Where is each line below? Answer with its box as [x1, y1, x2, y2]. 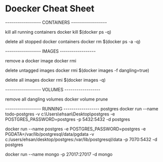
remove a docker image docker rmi [5, 57, 77, 63]
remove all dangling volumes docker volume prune [5, 96, 108, 102]
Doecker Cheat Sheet [5, 3, 95, 14]
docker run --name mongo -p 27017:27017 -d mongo [5, 151, 113, 157]
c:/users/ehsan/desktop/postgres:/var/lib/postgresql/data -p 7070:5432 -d [5, 136, 157, 142]
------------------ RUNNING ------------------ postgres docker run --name [5, 106, 159, 111]
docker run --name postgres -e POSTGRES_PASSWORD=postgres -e [5, 126, 146, 132]
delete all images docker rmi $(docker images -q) [5, 77, 106, 83]
